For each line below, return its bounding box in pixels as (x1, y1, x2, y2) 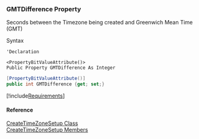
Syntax (6, 37, 24, 45)
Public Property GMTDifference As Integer (6, 65, 116, 71)
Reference (6, 106, 33, 113)
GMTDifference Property (6, 5, 81, 13)
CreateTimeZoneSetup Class (6, 119, 79, 127)
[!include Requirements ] (6, 92, 65, 99)
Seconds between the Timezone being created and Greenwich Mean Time (6, 19, 193, 26)
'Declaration (6, 49, 40, 55)
